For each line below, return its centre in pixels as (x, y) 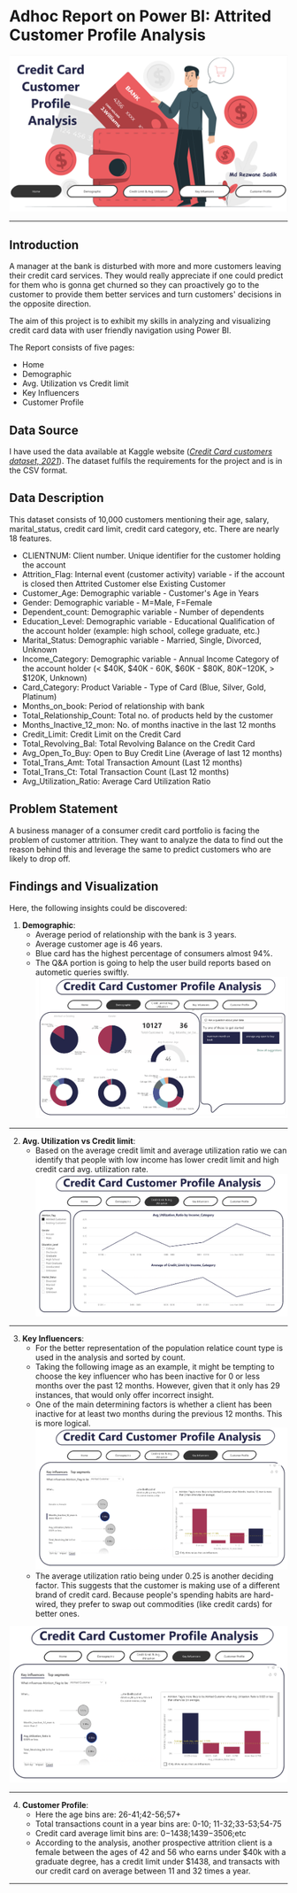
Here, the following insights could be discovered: (98, 908)
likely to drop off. (40, 858)
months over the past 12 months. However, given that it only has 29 (158, 1385)
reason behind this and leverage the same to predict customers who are (140, 849)
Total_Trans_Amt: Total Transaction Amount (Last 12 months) (132, 762)
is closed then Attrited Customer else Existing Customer (124, 583)
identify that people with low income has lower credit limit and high (157, 1160)
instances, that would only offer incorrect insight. (125, 1395)
